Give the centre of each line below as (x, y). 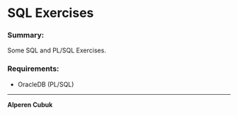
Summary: (26, 35)
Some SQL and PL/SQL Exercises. (57, 50)
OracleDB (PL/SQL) (46, 84)
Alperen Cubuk (30, 105)
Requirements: (33, 69)
